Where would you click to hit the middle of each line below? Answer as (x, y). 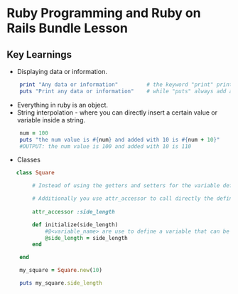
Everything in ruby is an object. (62, 105)
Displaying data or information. (62, 72)
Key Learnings (39, 54)
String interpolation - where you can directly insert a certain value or (117, 112)
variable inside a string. (51, 120)
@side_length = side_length (86, 238)
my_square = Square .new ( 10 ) (61, 271)
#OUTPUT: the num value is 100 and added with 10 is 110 (106, 146)
